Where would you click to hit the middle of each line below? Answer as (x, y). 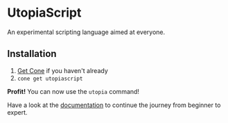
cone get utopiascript (50, 79)
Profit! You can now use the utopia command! (73, 91)
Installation (32, 54)
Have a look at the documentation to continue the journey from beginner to (114, 105)
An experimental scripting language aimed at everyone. (86, 32)
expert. (17, 112)
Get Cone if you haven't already (63, 70)
